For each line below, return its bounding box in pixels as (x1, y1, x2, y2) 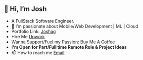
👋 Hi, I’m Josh (4, 5, 47, 13)
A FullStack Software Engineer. (11, 18, 75, 24)
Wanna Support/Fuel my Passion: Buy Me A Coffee (11, 39, 115, 45)
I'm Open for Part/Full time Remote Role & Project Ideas (11, 44, 127, 50)
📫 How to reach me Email (11, 50, 65, 56)
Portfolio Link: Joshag (11, 28, 56, 34)
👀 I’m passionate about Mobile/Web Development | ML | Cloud (11, 23, 139, 29)
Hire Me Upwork (11, 33, 45, 39)
